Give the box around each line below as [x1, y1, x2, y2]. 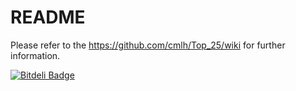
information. [10, 49, 61, 61]
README [10, 6, 86, 29]
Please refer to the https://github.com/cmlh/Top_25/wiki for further [10, 39, 286, 51]
